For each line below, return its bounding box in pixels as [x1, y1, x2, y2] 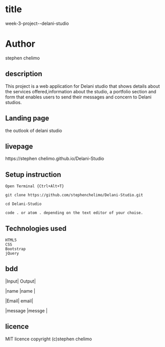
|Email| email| [5, 298, 34, 304]
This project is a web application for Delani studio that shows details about [5, 83, 160, 89]
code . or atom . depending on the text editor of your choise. [5, 211, 143, 216]
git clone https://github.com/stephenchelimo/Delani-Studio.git [5, 193, 143, 198]
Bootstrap [5, 246, 26, 252]
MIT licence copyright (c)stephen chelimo [5, 336, 92, 342]
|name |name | [5, 288, 35, 294]
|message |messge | [5, 307, 48, 314]
